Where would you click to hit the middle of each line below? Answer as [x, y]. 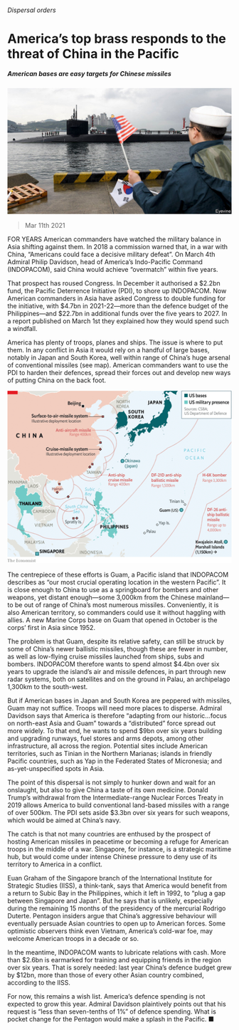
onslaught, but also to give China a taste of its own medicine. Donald [108, 789]
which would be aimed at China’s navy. [64, 820]
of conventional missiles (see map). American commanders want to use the [118, 365]
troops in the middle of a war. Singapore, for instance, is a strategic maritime [119, 849]
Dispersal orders [32, 10]
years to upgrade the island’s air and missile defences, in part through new [117, 671]
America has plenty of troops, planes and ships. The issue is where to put [115, 342]
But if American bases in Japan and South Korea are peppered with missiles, [119, 700]
